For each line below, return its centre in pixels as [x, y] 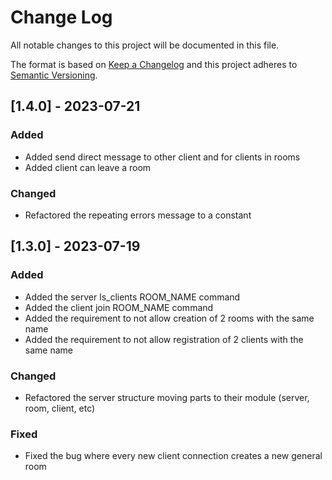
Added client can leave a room [88, 167]
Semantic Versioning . [54, 75]
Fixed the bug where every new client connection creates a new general [173, 456]
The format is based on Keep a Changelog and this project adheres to [154, 64]
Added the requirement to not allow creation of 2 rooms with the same [169, 318]
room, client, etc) [60, 408]
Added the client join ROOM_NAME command [119, 307]
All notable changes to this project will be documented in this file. [145, 45]
